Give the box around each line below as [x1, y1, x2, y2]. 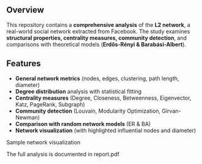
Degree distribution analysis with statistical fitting [15, 88, 142, 95]
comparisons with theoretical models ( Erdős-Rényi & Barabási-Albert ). [6, 40, 187, 48]
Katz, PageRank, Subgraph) [15, 100, 86, 108]
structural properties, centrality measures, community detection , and [6, 34, 187, 42]
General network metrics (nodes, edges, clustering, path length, [15, 75, 179, 82]
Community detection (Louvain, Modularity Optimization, [15, 107, 161, 114]
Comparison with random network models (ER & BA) [15, 120, 151, 127]
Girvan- [162, 107, 181, 114]
